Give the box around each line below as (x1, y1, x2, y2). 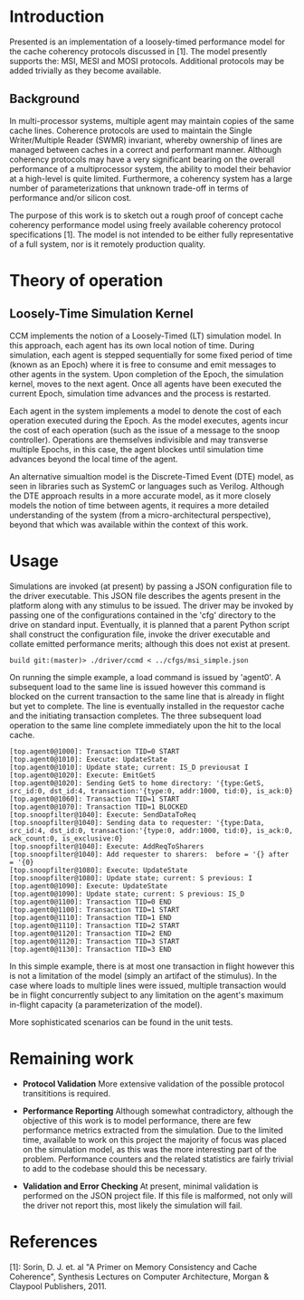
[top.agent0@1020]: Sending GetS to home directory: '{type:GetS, (9, 778, 265, 788)
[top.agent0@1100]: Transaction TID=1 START (9, 905, 180, 915)
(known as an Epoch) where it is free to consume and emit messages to (9, 359, 277, 370)
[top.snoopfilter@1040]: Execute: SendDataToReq (9, 810, 196, 820)
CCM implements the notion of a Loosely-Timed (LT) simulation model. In (9, 330, 282, 341)
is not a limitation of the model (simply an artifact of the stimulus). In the (9, 970, 278, 981)
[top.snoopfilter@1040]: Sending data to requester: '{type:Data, (9, 818, 265, 827)
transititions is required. (22, 1087, 111, 1098)
